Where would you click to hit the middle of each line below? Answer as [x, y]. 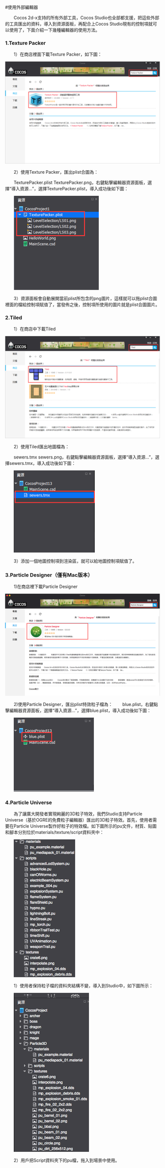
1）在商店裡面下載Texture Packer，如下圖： [58, 54]
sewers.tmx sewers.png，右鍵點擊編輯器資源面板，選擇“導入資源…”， [85, 457]
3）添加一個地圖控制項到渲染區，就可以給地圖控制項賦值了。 [75, 561]
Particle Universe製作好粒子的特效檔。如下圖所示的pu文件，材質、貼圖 [85, 826]
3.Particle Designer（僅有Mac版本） [49, 575]
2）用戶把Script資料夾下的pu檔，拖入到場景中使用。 [67, 1161]
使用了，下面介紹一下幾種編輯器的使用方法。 [54, 30]
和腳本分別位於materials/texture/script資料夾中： [55, 832]
